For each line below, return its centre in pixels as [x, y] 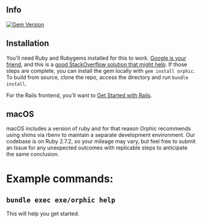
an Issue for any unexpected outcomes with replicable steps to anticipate [97, 148]
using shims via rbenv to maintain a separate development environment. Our [101, 135]
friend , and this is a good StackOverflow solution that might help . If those [97, 64]
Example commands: [60, 179]
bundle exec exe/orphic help [61, 200]
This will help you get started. [43, 214]
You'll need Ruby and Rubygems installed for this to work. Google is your [96, 58]
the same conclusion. [33, 154]
